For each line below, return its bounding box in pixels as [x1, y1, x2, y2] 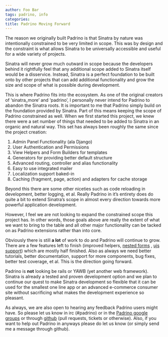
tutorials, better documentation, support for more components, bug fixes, [5, 253, 156, 259]
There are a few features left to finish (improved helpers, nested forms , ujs [5, 243, 160, 249]
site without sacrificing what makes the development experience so [5, 289, 144, 296]
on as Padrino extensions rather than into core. [5, 228, 102, 234]
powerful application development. [5, 202, 77, 208]
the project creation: [5, 129, 47, 135]
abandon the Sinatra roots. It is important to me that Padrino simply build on [5, 102, 161, 108]
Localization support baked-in [12, 171, 75, 177]
